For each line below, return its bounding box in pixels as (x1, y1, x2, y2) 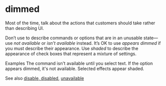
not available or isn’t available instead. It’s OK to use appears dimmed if (13, 40, 161, 46)
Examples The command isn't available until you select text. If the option (5, 60, 153, 66)
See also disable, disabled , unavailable (5, 75, 84, 81)
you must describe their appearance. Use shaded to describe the (5, 45, 139, 51)
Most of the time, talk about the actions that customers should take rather (5, 20, 156, 26)
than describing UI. (5, 25, 44, 31)
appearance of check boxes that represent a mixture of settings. (5, 51, 137, 57)
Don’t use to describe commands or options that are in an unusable (5, 35, 143, 41)
